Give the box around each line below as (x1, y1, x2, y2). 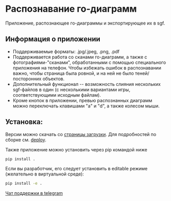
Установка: (5, 118, 43, 126)
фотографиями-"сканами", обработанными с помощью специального (12, 59, 166, 65)
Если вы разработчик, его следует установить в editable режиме (5, 166, 147, 172)
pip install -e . (5, 181, 42, 186)
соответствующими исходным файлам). (12, 92, 101, 98)
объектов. (42, 75, 65, 82)
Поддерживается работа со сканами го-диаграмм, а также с (12, 54, 147, 60)
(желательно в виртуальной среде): (5, 171, 84, 177)
